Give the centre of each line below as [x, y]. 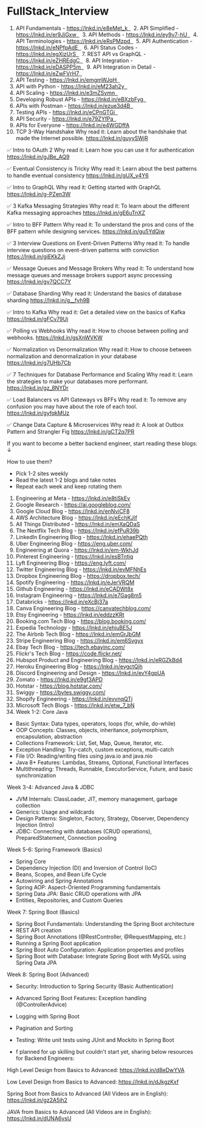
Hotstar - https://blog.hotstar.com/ [59, 686]
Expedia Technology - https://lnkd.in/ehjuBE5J [74, 627]
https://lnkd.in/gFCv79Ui [38, 319]
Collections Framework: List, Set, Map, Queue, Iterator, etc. [90, 743]
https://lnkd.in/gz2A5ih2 [37, 1100]
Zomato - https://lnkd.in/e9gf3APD [59, 679]
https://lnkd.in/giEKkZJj [36, 256]
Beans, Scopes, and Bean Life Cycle [61, 874]
